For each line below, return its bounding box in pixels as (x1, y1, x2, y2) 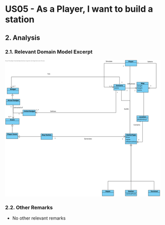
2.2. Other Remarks (5, 204, 53, 211)
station (5, 14, 34, 25)
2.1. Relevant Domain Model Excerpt (5, 48, 93, 55)
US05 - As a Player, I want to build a (5, 3, 153, 15)
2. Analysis (5, 33, 40, 42)
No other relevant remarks (12, 215, 66, 221)
